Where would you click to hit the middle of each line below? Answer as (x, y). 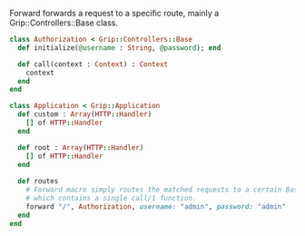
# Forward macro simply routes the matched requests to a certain (154, 190)
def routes (38, 182)
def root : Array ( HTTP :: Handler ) (81, 147)
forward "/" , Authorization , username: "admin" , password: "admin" (156, 206)
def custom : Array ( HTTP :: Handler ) (85, 114)
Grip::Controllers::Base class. (64, 23)
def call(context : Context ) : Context (93, 64)
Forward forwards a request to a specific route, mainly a (114, 13)
